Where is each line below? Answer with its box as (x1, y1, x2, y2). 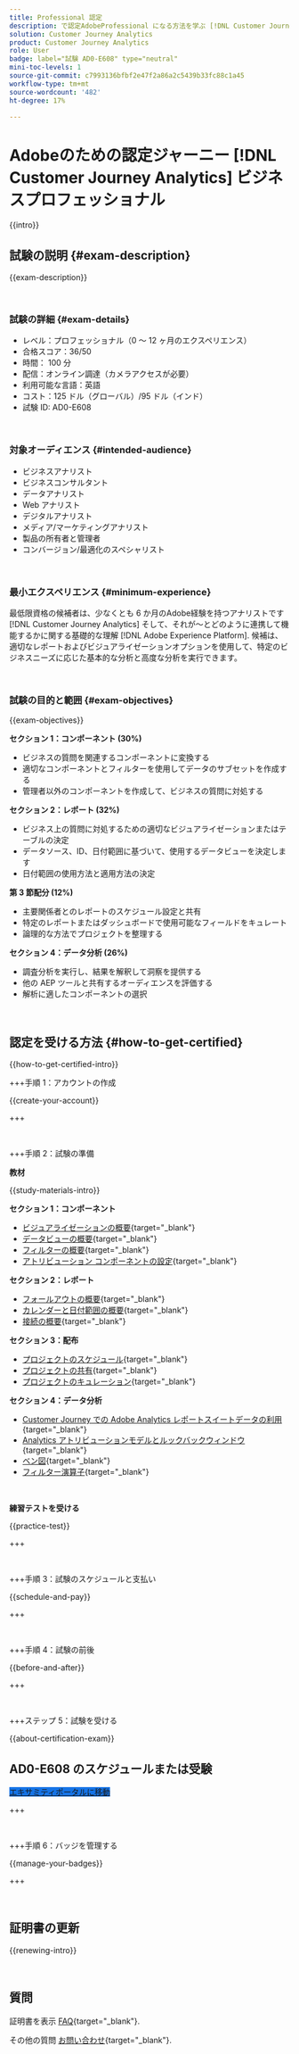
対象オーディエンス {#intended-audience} (9, 443, 192, 456)
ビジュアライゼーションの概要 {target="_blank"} (21, 1222, 196, 1233)
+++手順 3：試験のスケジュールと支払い (9, 1574, 157, 1585)
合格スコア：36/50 (21, 346, 92, 357)
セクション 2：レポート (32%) (9, 805, 120, 816)
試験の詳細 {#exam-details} (9, 313, 131, 326)
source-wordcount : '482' (9, 87, 101, 96)
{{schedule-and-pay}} (9, 1592, 91, 1603)
